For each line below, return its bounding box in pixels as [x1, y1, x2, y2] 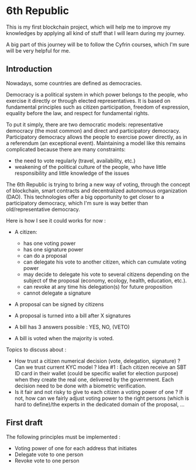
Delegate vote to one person [14, 451, 84, 458]
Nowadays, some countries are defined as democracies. [6, 80, 142, 87]
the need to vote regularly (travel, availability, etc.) [14, 157, 136, 164]
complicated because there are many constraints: [6, 146, 126, 153]
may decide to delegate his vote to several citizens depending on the [23, 271, 190, 278]
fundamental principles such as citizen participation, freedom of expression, [6, 103, 190, 110]
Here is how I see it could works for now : [6, 217, 106, 224]
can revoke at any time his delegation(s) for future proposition [23, 283, 173, 290]
